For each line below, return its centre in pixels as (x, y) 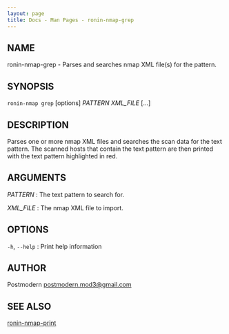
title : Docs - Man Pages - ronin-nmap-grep (71, 20)
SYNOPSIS (31, 86)
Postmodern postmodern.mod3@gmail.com (70, 285)
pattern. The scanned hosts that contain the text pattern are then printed (110, 149)
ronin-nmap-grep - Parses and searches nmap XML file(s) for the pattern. (112, 65)
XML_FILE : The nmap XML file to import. (66, 207)
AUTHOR (27, 268)
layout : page (26, 13)
